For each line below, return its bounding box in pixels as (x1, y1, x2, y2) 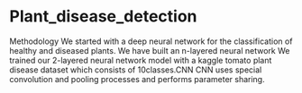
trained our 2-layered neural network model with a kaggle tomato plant (9, 55, 272, 65)
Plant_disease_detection (9, 6, 197, 27)
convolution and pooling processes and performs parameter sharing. (9, 73, 265, 84)
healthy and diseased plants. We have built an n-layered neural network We (9, 45, 290, 55)
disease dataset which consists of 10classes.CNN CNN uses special (9, 64, 262, 75)
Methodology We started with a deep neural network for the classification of (9, 36, 293, 46)
